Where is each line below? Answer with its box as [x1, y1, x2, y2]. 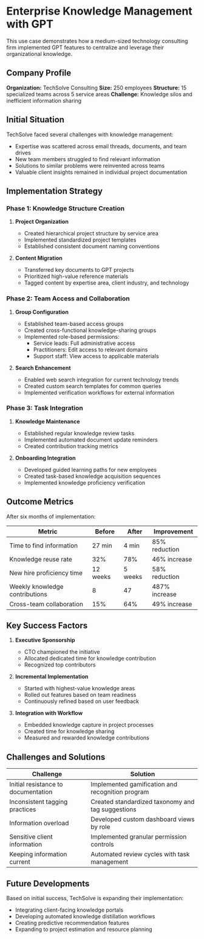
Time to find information [9, 541, 78, 550]
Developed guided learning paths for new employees [24, 466, 157, 473]
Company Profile [6, 68, 72, 78]
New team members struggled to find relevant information [15, 155, 161, 162]
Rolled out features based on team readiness [24, 691, 137, 699]
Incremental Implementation [15, 673, 89, 681]
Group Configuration [15, 308, 69, 316]
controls [90, 840, 114, 849]
